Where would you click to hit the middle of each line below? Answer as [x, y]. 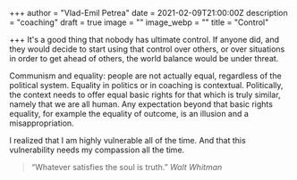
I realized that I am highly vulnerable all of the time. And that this [127, 140]
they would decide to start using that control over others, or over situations [147, 49]
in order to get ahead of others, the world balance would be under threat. [144, 58]
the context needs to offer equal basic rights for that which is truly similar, [145, 94]
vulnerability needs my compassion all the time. [97, 150]
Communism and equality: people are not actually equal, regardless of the [145, 76]
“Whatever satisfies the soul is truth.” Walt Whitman [127, 167]
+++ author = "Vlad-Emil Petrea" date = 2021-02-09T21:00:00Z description [148, 13]
